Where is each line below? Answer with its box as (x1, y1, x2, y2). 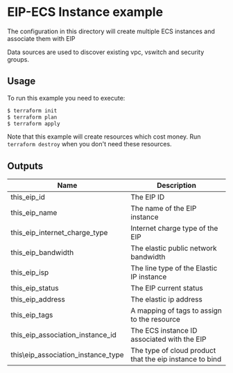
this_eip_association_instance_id (10, 330, 116, 340)
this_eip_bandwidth (10, 248, 74, 257)
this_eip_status (10, 284, 59, 293)
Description (157, 181, 196, 191)
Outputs (7, 160, 44, 172)
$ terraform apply (7, 120, 60, 127)
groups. (7, 55, 30, 63)
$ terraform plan (7, 114, 58, 121)
